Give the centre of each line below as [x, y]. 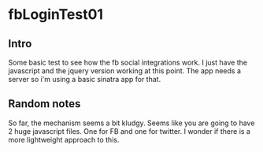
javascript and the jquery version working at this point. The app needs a [125, 71]
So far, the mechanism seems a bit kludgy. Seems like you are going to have [131, 123]
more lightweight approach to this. [64, 139]
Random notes [44, 104]
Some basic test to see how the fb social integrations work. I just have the [128, 62]
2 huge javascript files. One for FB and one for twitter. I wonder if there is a [129, 131]
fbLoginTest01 [56, 15]
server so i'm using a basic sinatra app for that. [85, 79]
